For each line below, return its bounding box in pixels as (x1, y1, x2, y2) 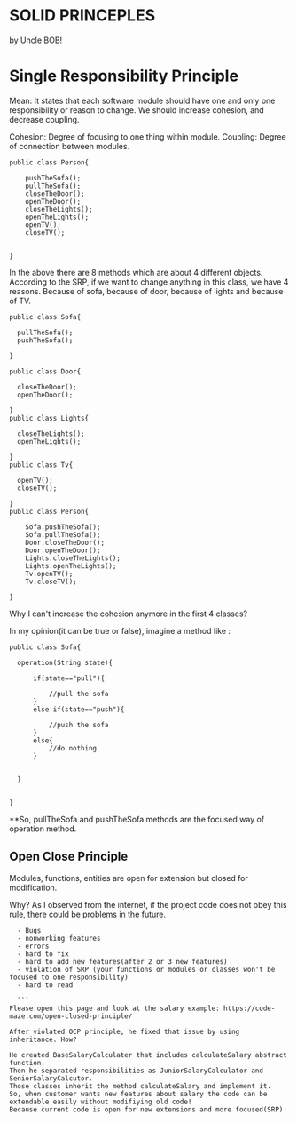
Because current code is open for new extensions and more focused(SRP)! (9, 1104, 288, 1114)
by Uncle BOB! (9, 35, 63, 45)
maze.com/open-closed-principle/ (9, 1011, 133, 1021)
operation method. (9, 823, 77, 834)
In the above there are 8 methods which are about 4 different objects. (9, 267, 263, 277)
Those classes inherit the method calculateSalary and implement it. (9, 1081, 272, 1090)
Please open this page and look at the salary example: (9, 1004, 220, 1013)
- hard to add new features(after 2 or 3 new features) (17, 957, 228, 966)
